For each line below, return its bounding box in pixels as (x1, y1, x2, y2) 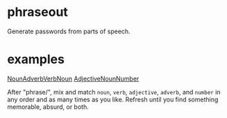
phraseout (7, 4, 68, 20)
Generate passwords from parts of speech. (7, 27, 131, 35)
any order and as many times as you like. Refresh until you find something (7, 95, 219, 103)
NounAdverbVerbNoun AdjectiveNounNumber (7, 74, 140, 83)
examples (7, 51, 65, 67)
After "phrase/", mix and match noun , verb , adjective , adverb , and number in (7, 87, 221, 96)
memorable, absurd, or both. (7, 102, 89, 111)
